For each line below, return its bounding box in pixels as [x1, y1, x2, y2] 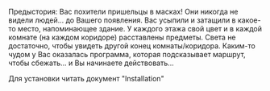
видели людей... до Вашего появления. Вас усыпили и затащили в [8, 15, 236, 25]
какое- [237, 15, 261, 25]
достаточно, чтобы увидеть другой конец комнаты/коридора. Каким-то [8, 41, 255, 51]
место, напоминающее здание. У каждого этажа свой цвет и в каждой [17, 24, 263, 33]
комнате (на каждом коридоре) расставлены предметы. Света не [8, 32, 236, 42]
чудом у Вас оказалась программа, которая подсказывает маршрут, [8, 50, 246, 59]
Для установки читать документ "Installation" [8, 74, 164, 83]
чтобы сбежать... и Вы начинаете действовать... [8, 58, 175, 68]
